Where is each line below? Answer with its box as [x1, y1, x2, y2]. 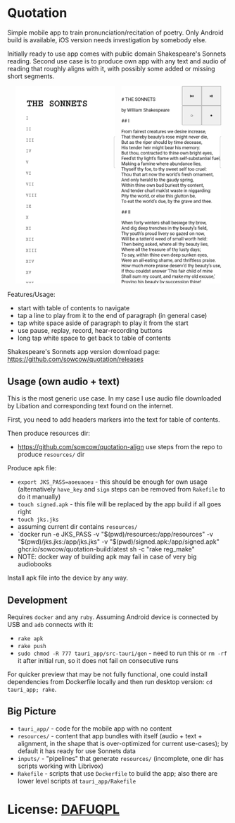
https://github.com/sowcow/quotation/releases [7, 355, 144, 364]
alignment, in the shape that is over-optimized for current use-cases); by [17, 739, 229, 748]
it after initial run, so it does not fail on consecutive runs [17, 657, 179, 665]
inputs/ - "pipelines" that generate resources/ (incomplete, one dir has [17, 754, 224, 762]
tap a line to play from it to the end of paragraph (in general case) [17, 312, 208, 320]
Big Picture [7, 705, 56, 717]
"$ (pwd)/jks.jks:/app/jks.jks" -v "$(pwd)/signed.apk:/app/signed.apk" [17, 537, 220, 546]
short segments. [7, 72, 55, 80]
